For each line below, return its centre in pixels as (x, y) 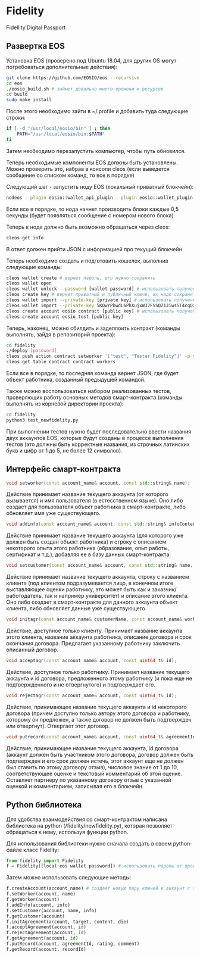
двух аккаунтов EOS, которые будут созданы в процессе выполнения (95, 438)
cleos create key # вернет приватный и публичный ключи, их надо (89, 295)
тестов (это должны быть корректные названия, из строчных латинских (98, 444)
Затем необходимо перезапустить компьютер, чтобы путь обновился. (96, 151)
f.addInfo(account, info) (38, 905)
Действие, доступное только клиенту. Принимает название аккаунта (94, 631)
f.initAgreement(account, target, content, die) (68, 922)
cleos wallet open (29, 283)
